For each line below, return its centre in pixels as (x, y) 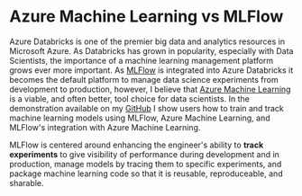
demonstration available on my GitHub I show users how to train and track (146, 108)
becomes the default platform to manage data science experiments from (144, 79)
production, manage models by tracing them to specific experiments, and (146, 164)
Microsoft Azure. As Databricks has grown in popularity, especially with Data (151, 50)
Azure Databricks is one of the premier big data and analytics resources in (147, 41)
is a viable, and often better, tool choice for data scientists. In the (129, 98)
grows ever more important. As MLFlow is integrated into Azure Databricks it (151, 70)
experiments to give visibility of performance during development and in (144, 154)
